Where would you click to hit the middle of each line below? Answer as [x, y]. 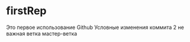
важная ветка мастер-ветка [42, 33]
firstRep [26, 11]
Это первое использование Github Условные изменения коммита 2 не [95, 27]
